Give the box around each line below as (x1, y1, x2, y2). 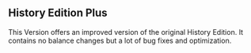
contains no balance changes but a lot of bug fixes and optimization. (8, 36, 232, 45)
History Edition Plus (8, 6, 108, 20)
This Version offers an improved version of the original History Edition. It (8, 27, 244, 36)
